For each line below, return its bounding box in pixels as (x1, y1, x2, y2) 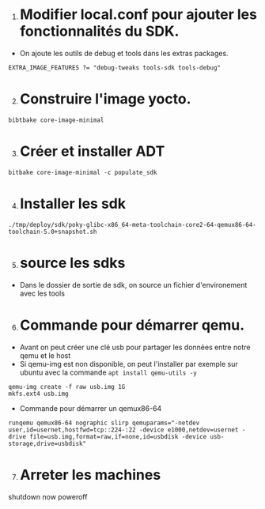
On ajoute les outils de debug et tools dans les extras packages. (19, 48, 229, 58)
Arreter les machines (19, 466, 161, 484)
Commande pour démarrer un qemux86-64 (19, 403, 162, 413)
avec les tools (19, 288, 66, 298)
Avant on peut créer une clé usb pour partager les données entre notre (19, 342, 251, 352)
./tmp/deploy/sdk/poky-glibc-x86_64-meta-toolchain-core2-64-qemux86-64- (8, 221, 257, 228)
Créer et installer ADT (19, 142, 165, 160)
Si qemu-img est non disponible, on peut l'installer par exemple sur (19, 359, 239, 368)
